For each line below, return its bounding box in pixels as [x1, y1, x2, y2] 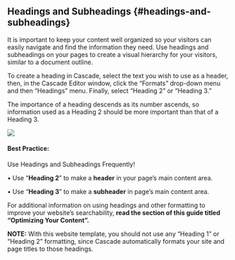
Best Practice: [7, 144, 50, 153]
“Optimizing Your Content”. [7, 216, 89, 225]
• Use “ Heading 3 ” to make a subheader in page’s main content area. [7, 187, 210, 196]
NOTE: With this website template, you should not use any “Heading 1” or [7, 230, 220, 238]
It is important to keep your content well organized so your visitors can [7, 35, 212, 44]
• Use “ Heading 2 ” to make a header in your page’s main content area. [7, 174, 213, 182]
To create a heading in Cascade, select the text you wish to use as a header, [7, 71, 229, 80]
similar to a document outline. [7, 58, 94, 66]
